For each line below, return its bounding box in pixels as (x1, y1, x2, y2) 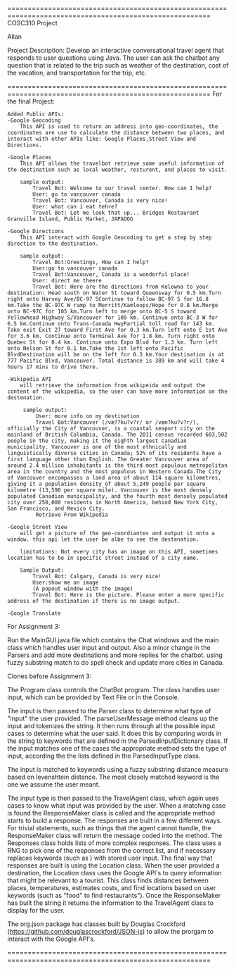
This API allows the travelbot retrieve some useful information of (20, 160, 225, 167)
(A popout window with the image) (32, 585, 133, 592)
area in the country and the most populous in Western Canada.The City (7, 468, 221, 475)
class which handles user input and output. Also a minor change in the (7, 644, 211, 651)
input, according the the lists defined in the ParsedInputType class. (7, 751, 201, 760)
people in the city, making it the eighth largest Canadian (7, 437, 188, 444)
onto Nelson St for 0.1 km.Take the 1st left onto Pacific (7, 345, 184, 352)
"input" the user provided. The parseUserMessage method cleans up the (7, 714, 218, 723)
